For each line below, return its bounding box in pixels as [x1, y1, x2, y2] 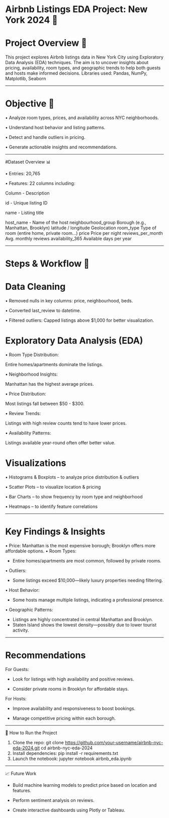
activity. [12, 627, 29, 633]
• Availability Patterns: [5, 430, 51, 436]
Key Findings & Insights [5, 526, 106, 537]
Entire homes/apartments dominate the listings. [5, 362, 103, 368]
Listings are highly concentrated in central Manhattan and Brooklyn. [12, 617, 153, 622]
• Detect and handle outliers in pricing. [5, 134, 86, 140]
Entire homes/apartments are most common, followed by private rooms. [12, 558, 162, 564]
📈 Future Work [5, 770, 37, 776]
